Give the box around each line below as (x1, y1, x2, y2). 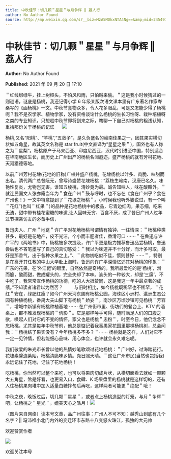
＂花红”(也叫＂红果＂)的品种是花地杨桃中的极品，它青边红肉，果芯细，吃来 (5, 203, 162, 210)
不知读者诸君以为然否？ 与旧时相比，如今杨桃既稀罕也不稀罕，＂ (14, 284, 159, 290)
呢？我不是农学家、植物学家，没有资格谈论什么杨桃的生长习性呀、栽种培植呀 (5, 111, 166, 118)
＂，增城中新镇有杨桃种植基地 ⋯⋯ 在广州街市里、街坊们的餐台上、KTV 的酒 (5, 304, 165, 310)
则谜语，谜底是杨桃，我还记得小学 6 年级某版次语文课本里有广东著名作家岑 (5, 98, 162, 105)
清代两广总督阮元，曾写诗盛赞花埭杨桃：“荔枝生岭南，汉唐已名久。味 (18, 177, 164, 184)
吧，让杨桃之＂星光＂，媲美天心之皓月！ (5, 400, 90, 406)
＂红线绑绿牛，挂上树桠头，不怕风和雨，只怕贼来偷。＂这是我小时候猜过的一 (5, 92, 166, 98)
